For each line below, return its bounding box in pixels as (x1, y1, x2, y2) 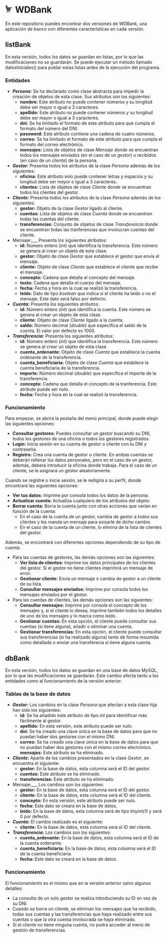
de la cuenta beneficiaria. (19, 851, 72, 857)
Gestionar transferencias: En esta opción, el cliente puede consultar (19, 629, 162, 635)
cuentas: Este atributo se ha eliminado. (19, 771, 101, 777)
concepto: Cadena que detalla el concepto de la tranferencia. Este (19, 381, 157, 387)
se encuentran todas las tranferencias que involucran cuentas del (19, 227, 155, 233)
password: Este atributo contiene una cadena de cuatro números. (19, 131, 156, 137)
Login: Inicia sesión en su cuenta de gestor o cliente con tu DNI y (12, 441, 147, 447)
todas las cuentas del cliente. (19, 216, 80, 222)
